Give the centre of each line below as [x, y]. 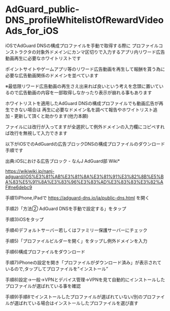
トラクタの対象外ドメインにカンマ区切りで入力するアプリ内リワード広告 [90, 52]
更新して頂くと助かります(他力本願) [51, 116]
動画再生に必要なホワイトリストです [43, 58]
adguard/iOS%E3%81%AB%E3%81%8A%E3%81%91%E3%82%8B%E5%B [84, 177]
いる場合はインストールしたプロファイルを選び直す [85, 303]
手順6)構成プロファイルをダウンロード [45, 252]
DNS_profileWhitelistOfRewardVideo [84, 20]
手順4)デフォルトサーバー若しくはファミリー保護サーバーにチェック [76, 230]
